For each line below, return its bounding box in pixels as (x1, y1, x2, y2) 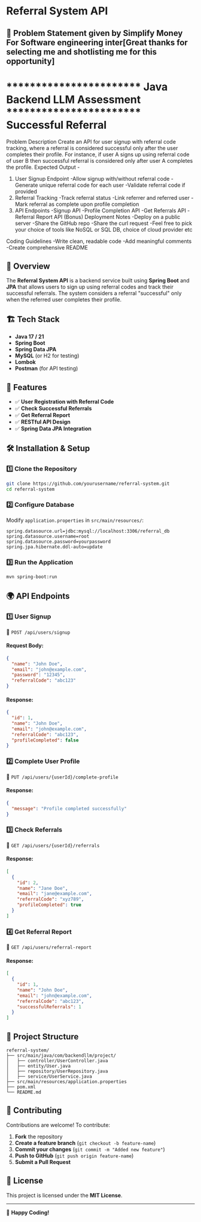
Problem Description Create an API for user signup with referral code (6, 138, 176, 145)
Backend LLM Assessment (6, 93, 141, 106)
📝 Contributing (6, 1105, 62, 1115)
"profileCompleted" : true (17, 902, 82, 908)
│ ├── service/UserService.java (6, 1074, 93, 1080)
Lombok (14, 358, 36, 366)
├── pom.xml (6, 1084, 36, 1090)
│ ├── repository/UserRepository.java (6, 1068, 109, 1075)
